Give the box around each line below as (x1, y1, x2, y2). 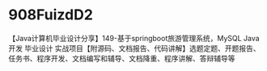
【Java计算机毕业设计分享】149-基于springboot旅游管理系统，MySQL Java (8, 33, 261, 43)
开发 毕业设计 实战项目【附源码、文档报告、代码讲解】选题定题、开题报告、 (8, 43, 261, 53)
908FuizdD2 (8, 6, 93, 24)
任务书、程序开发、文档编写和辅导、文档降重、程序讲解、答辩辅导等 (8, 53, 235, 63)
